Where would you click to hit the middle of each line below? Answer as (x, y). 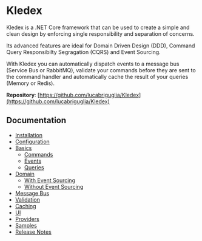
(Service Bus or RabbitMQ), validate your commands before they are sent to (101, 70)
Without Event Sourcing (54, 186)
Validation (28, 199)
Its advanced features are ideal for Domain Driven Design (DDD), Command (101, 46)
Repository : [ (23, 95)
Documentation (36, 120)
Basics (23, 148)
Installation (29, 135)
